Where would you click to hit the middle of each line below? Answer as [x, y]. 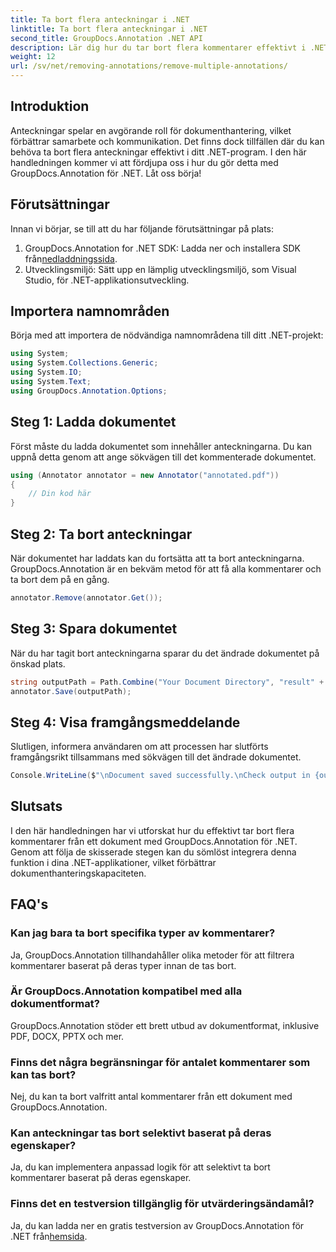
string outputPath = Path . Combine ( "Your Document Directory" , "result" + [167, 682]
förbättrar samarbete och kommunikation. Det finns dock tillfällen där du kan [167, 141]
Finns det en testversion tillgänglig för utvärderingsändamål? [162, 1204]
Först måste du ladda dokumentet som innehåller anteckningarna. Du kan [161, 446]
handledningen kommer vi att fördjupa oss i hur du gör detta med [144, 162]
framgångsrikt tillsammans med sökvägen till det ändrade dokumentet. [156, 757]
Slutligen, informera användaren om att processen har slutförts [139, 747]
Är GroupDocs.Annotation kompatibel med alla [126, 991]
